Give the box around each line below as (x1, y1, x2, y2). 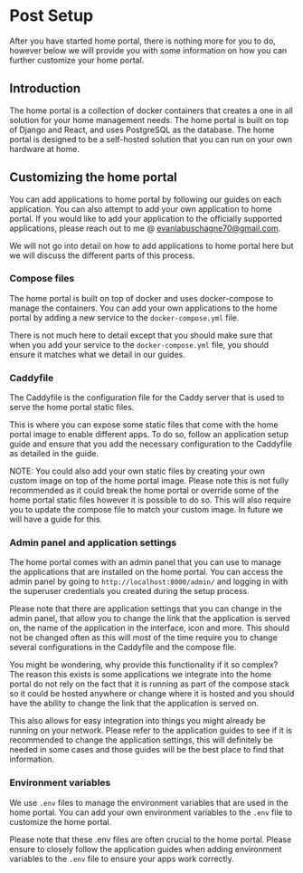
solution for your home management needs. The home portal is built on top (9, 114, 289, 125)
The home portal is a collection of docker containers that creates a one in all (9, 105, 294, 116)
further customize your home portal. (9, 54, 145, 65)
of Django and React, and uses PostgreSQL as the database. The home (9, 124, 275, 135)
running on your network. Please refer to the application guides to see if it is (9, 725, 292, 736)
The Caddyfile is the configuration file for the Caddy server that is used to (9, 392, 285, 403)
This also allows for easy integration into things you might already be (9, 715, 266, 726)
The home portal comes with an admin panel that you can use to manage (9, 557, 282, 568)
